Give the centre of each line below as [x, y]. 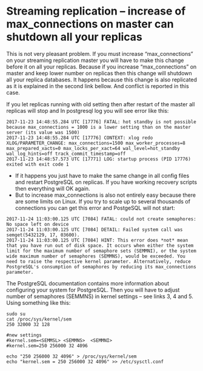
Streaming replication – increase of [96, 11]
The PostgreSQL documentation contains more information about [88, 283]
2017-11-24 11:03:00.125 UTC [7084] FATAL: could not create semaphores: [101, 219]
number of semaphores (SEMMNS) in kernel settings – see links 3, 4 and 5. [100, 296]
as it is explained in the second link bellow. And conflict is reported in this [98, 86]
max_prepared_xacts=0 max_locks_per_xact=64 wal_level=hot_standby [93, 148]
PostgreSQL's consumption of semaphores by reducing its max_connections [101, 267]
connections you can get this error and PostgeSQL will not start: [95, 208]
